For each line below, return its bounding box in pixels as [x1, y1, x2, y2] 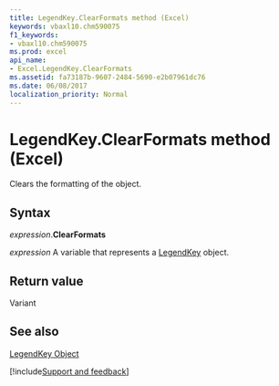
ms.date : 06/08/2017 [9, 81, 88, 90]
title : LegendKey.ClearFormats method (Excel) [9, 13, 190, 23]
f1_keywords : [9, 30, 59, 39]
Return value [9, 273, 84, 288]
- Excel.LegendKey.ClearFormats [9, 65, 132, 74]
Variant [9, 297, 36, 308]
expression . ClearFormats [9, 229, 107, 240]
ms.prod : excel [9, 47, 67, 57]
